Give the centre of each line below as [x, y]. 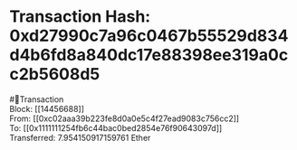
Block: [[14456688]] [47, 108]
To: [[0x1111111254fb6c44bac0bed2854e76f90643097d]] [116, 127]
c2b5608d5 [55, 75]
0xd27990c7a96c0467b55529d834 [149, 36]
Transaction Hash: [80, 17]
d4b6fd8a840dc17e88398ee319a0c [149, 55]
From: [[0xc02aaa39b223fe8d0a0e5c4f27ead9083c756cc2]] [125, 118]
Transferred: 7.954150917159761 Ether [80, 137]
